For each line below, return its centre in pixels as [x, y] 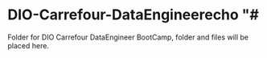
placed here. [29, 45]
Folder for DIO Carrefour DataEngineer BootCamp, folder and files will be [128, 37]
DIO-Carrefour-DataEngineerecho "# [133, 15]
